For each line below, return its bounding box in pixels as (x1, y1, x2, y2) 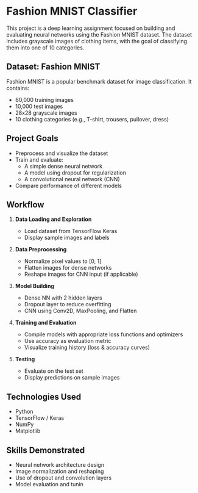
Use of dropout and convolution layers (15, 474, 111, 481)
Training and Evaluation (15, 319, 77, 326)
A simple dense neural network (24, 162, 102, 170)
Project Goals (6, 133, 59, 144)
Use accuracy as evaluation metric (24, 337, 111, 345)
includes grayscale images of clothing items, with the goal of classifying (6, 37, 188, 45)
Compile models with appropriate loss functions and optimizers (24, 331, 183, 338)
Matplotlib (15, 427, 41, 434)
